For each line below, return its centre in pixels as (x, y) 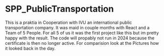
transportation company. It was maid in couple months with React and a (77, 27)
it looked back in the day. (30, 48)
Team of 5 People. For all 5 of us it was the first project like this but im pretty (82, 33)
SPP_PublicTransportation (59, 9)
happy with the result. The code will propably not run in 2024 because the (80, 38)
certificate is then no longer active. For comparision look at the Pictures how (82, 43)
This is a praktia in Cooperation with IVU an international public (69, 22)
